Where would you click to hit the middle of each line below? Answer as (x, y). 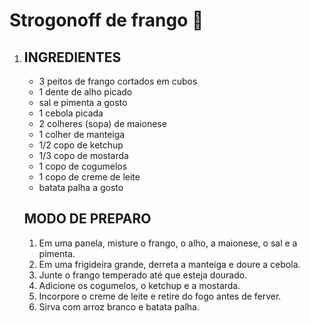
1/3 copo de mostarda (83, 155)
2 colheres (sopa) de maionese (102, 123)
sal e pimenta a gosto (83, 102)
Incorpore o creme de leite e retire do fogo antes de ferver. (160, 296)
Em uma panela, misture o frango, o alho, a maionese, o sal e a (168, 243)
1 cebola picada (71, 113)
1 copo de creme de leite (89, 177)
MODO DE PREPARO (87, 219)
